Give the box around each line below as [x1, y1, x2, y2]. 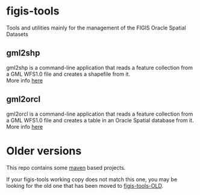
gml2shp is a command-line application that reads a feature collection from [6, 64, 193, 71]
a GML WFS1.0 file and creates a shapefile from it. [6, 70, 131, 78]
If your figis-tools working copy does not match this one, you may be [6, 176, 178, 183]
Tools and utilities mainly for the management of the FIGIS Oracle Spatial [6, 24, 186, 31]
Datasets [6, 30, 28, 37]
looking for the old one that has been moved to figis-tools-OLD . [6, 182, 164, 189]
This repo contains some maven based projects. [6, 164, 126, 171]
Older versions [6, 144, 82, 158]
